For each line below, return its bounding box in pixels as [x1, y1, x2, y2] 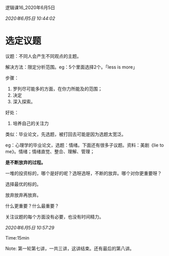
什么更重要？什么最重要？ [5, 203, 59, 209]
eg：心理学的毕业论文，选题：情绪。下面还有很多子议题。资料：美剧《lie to [5, 142, 164, 148]
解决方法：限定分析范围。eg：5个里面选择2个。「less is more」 [5, 63, 138, 70]
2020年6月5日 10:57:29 [5, 224, 55, 230]
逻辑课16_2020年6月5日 [5, 5, 55, 10]
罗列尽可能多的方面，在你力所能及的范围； [12, 86, 103, 92]
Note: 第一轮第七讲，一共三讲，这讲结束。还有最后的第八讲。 [5, 245, 134, 251]
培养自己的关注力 [12, 120, 49, 126]
